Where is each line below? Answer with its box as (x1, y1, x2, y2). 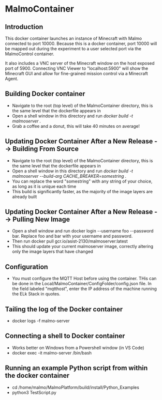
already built (12, 194, 37, 200)
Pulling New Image (13, 215, 70, 224)
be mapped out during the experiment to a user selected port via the (5, 46, 142, 51)
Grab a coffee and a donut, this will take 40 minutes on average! (12, 123, 140, 129)
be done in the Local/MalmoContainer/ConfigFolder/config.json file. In (12, 281, 152, 287)
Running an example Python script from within (5, 364, 148, 372)
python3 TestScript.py (12, 389, 57, 395)
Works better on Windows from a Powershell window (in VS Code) (12, 345, 145, 351)
